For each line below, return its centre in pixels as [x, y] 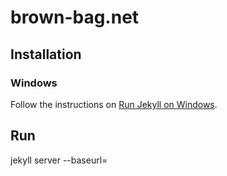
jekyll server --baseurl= [59, 160]
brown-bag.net [75, 17]
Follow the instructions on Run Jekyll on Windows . [114, 104]
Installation [46, 54]
